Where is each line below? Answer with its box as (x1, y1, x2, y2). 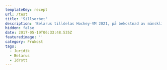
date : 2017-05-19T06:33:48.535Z (5, 30, 72, 35)
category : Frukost (5, 39, 43, 44)
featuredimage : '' (5, 35, 43, 40)
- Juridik (9, 48, 30, 53)
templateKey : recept (5, 7, 48, 12)
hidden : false (5, 26, 35, 31)
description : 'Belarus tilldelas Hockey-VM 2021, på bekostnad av (5, 21, 146, 26)
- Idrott (9, 58, 28, 63)
